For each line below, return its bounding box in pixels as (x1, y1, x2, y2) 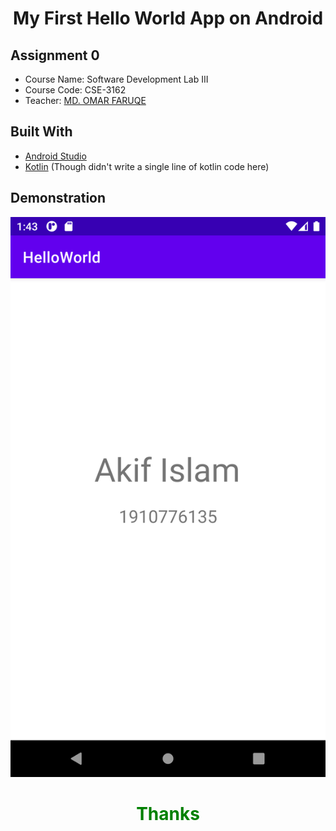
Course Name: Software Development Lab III (24, 73, 209, 85)
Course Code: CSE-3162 (24, 84, 127, 96)
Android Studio (24, 150, 87, 162)
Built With (10, 123, 73, 141)
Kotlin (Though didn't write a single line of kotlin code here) (24, 160, 270, 172)
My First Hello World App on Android (12, 7, 324, 30)
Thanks (136, 802, 200, 825)
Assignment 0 (10, 47, 100, 64)
